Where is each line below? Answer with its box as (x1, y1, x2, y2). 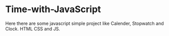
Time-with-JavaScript (5, 4, 101, 15)
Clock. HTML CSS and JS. (5, 25, 60, 31)
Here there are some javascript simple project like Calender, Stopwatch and (5, 20, 164, 26)
